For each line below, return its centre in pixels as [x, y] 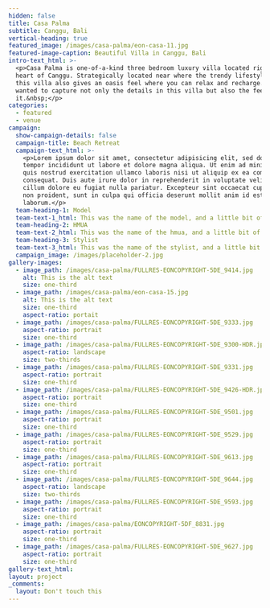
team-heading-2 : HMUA [52, 225]
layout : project [35, 577]
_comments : [27, 584]
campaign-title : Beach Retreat [68, 143]
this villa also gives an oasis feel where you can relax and [122, 83]
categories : [28, 105]
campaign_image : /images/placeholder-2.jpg [89, 255]
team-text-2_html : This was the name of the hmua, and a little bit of [138, 233]
